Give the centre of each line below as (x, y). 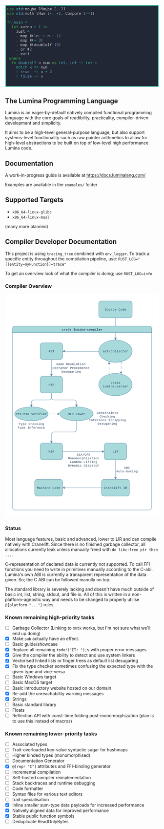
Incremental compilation (36, 772)
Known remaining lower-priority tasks (51, 734)
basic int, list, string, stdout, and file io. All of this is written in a (68, 594)
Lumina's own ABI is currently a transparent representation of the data (76, 574)
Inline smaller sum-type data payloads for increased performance (78, 805)
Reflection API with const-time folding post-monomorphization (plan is (83, 715)
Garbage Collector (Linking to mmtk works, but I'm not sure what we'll (81, 628)
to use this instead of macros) (42, 721)
